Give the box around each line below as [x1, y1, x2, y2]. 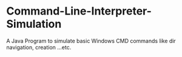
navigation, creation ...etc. [6, 44, 72, 51]
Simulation [6, 17, 62, 31]
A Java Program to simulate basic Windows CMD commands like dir [6, 37, 176, 44]
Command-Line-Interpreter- [6, 4, 152, 18]
